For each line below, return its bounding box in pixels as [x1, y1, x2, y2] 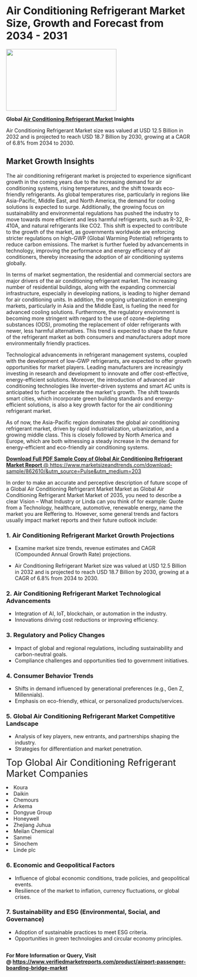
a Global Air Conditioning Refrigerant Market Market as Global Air [6, 485, 165, 492]
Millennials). [14, 691, 44, 698]
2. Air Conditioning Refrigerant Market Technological [6, 589, 161, 598]
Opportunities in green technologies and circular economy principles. [14, 935, 183, 942]
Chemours [14, 796, 39, 803]
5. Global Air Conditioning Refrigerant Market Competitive [6, 712, 175, 720]
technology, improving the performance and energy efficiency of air [6, 247, 171, 254]
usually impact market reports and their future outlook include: [6, 516, 158, 523]
